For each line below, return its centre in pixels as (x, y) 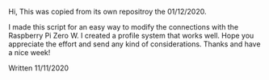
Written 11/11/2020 (39, 68)
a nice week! (29, 52)
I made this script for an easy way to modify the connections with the (124, 27)
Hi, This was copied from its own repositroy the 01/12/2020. (107, 12)
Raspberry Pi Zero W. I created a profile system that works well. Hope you (131, 36)
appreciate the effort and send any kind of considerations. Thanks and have (134, 44)
